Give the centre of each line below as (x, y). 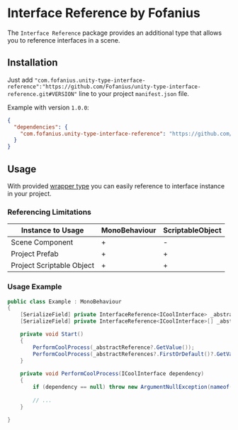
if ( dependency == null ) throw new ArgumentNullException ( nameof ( (133, 387)
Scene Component (42, 242)
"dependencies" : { (41, 127)
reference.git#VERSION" (42, 94)
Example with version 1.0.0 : (49, 107)
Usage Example (35, 287)
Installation (33, 63)
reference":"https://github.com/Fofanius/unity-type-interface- (104, 87)
